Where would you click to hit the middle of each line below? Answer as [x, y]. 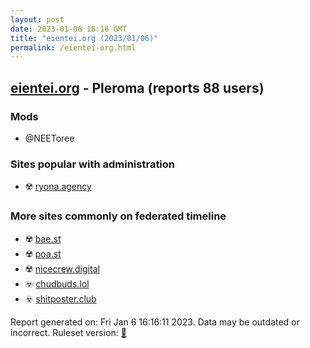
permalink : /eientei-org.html [73, 47]
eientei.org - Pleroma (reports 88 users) [137, 87]
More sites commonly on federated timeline [118, 216]
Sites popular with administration [93, 164]
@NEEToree [49, 138]
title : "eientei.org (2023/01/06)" [84, 38]
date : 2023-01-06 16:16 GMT [69, 29]
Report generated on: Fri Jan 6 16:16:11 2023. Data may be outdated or [155, 322]
